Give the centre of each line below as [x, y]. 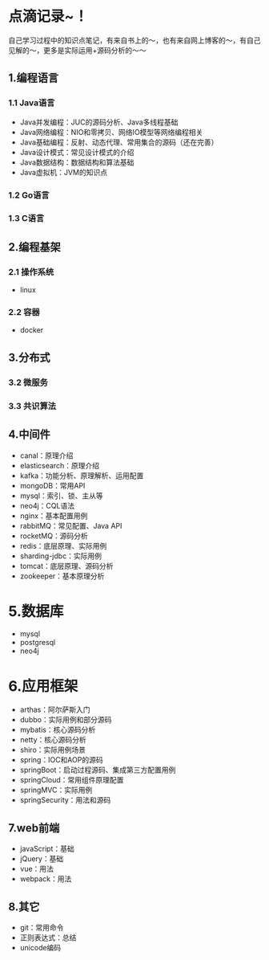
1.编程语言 [34, 78]
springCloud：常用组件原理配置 [72, 780]
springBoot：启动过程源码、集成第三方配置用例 [98, 770]
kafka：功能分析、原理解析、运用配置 [82, 476]
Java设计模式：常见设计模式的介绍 [77, 152]
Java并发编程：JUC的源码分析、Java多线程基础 [99, 122]
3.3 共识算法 [32, 406]
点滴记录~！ [48, 16]
